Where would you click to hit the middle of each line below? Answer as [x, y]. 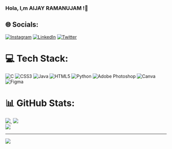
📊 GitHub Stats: [40, 103]
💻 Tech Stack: [37, 58]
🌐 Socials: [22, 25]
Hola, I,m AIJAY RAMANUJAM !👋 [47, 8]
